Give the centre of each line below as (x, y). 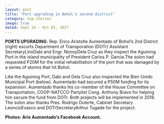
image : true (17, 23)
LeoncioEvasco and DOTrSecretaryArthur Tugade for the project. (70, 108)
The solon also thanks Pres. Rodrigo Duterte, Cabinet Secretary (69, 103)
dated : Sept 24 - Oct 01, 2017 (37, 28)
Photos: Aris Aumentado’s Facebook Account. (53, 117)
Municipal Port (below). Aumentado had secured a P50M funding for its (77, 82)
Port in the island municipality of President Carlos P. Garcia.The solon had (80, 57)
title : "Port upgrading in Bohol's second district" (60, 14)
